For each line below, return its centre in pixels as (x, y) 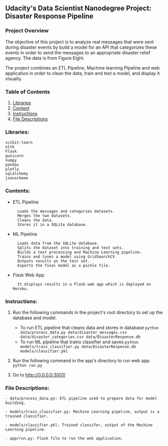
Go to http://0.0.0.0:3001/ (39, 374)
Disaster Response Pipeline (49, 16)
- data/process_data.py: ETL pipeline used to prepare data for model (81, 399)
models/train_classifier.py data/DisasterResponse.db (78, 347)
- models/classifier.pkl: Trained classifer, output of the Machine (79, 425)
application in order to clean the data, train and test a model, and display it (83, 73)
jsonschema (17, 178)
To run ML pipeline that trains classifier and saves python (79, 341)
